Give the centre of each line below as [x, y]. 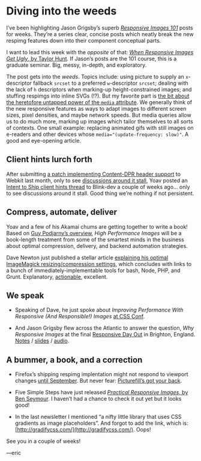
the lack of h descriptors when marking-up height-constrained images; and [99, 89]
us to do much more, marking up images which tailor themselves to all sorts [100, 121]
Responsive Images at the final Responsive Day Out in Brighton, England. [105, 335]
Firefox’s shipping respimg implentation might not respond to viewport [101, 374]
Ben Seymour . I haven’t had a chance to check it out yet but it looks [98, 399]
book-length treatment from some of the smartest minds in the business [95, 240]
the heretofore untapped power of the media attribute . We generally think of [99, 102]
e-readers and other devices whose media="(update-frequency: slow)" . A [97, 134]
